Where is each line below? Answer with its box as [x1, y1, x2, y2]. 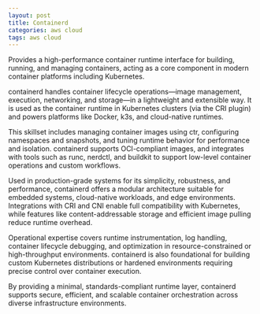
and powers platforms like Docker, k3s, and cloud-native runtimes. [8, 112, 225, 122]
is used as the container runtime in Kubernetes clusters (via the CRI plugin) [8, 104, 251, 113]
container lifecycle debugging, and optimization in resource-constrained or [8, 242, 252, 251]
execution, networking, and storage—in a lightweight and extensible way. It [8, 95, 252, 105]
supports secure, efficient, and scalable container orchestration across [8, 290, 239, 300]
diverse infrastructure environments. [8, 298, 127, 308]
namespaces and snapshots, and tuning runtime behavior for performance [8, 135, 251, 146]
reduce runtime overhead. [8, 218, 93, 227]
